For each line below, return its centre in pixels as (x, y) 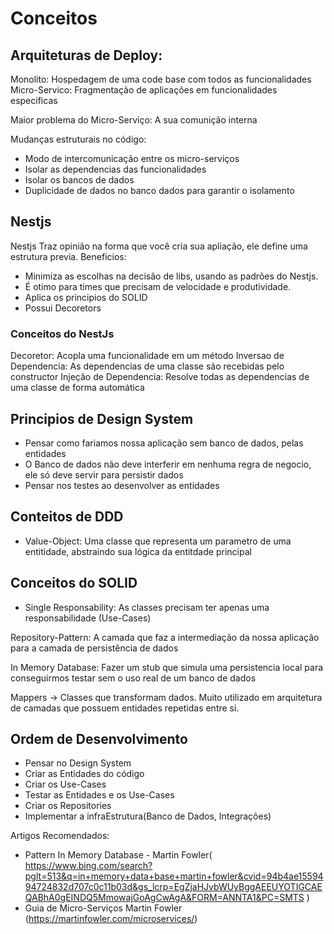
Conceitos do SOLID (74, 583)
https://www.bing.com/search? (88, 866)
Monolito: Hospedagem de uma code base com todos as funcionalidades (161, 79)
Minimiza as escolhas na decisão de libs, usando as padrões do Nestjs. (171, 276)
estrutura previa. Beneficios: (68, 256)
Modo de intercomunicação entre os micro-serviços (132, 158)
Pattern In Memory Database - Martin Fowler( (118, 855)
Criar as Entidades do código (84, 774)
